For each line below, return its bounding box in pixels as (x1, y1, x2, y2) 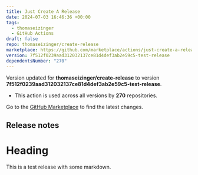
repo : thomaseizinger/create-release (6, 42, 99, 48)
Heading (6, 144, 49, 157)
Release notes (6, 120, 60, 130)
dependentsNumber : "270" (6, 58, 67, 64)
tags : (6, 19, 19, 25)
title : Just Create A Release (6, 8, 81, 15)
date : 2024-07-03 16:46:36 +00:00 (6, 14, 91, 20)
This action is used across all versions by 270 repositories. (14, 92, 158, 99)
